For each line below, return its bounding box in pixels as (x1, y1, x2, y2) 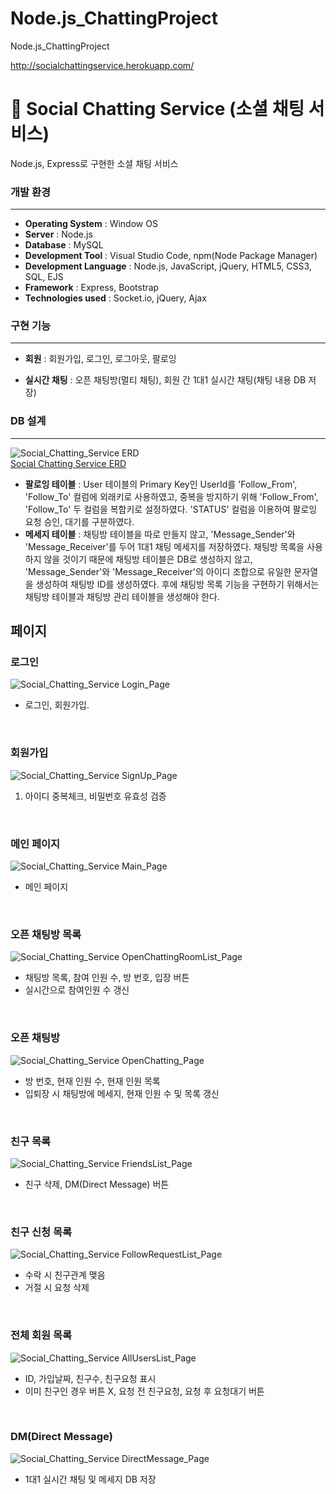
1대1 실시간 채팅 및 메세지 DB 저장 (24, 1473, 157, 1485)
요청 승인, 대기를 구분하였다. (24, 515, 135, 527)
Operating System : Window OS (24, 218, 158, 230)
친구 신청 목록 (10, 1225, 73, 1239)
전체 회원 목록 (10, 1328, 73, 1342)
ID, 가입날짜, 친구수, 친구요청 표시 (24, 1372, 157, 1384)
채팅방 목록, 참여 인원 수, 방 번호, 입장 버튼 (24, 972, 190, 984)
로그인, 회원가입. (24, 699, 90, 711)
